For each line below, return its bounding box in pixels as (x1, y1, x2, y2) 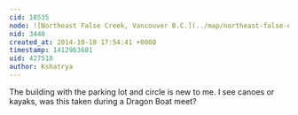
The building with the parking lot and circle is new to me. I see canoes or (9, 86, 275, 97)
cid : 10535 (9, 12, 50, 22)
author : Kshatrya (9, 63, 74, 72)
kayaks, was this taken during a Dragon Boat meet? (9, 96, 197, 106)
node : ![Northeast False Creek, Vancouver (9, 21, 169, 30)
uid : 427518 (9, 54, 53, 63)
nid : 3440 (9, 29, 46, 38)
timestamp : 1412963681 (9, 46, 93, 55)
